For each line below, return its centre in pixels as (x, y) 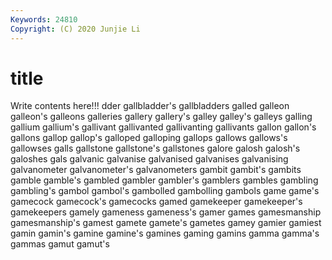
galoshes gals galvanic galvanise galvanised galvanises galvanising (149, 159)
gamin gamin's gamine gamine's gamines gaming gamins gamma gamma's (165, 233)
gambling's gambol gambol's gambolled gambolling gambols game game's (165, 191)
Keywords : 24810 (44, 19)
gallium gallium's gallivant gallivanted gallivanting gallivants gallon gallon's (163, 127)
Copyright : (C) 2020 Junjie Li (75, 29)
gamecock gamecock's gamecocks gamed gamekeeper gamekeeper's (156, 202)
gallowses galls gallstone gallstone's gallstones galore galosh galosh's (155, 148)
